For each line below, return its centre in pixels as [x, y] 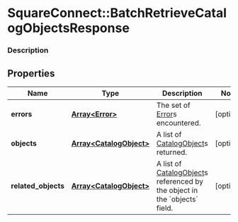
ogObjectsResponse [68, 28]
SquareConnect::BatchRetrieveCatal [117, 13]
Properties [31, 73]
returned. [172, 152]
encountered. [178, 123]
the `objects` [177, 199]
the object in [177, 190]
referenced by [180, 181]
